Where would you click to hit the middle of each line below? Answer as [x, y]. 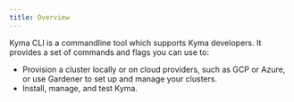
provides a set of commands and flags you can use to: [109, 52]
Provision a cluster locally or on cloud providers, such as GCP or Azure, [154, 69]
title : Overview [39, 17]
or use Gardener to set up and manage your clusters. [119, 78]
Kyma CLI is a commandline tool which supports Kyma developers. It [135, 43]
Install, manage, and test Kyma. [80, 88]
